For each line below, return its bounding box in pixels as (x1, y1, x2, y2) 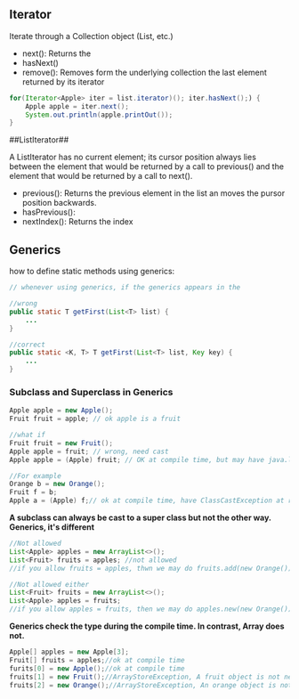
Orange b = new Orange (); (9, 480, 105, 489)
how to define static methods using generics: (9, 266, 175, 277)
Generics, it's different (9, 522, 95, 532)
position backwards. (21, 198, 97, 208)
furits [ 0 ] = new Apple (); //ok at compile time (9, 663, 185, 673)
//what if (9, 431, 46, 440)
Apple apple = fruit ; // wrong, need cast (9, 447, 169, 456)
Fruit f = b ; (9, 488, 58, 497)
